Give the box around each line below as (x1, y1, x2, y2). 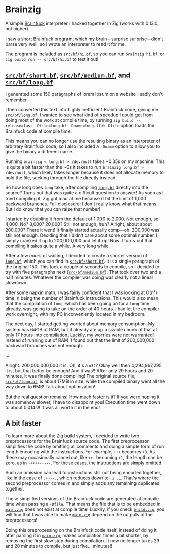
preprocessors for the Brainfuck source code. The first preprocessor (5, 438, 149, 444)
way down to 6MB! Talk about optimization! (5, 383, 95, 389)
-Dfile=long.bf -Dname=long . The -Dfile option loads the (35, 122, 155, 128)
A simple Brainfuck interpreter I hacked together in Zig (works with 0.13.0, (5, 20, 159, 26)
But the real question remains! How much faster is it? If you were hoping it (5, 394, 160, 400)
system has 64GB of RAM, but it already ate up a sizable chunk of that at (5, 326, 157, 332)
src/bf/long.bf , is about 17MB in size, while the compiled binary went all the (5, 378, 165, 384)
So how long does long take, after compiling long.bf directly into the (5, 184, 148, 190)
